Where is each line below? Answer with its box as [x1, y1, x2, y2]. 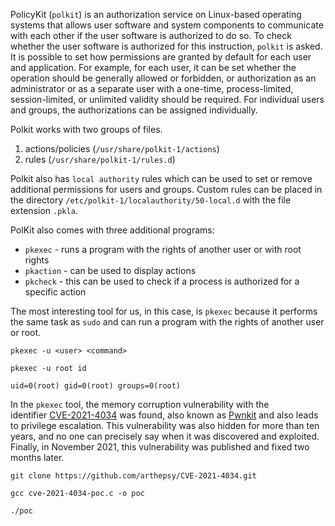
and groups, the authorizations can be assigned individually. [10, 104, 258, 116]
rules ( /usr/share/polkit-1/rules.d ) [24, 154, 176, 165]
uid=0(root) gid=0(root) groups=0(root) [10, 381, 182, 391]
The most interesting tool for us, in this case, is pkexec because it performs [10, 305, 318, 317]
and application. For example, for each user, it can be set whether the [10, 62, 297, 73]
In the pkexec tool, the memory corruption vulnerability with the [10, 399, 270, 410]
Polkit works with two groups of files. [10, 124, 163, 135]
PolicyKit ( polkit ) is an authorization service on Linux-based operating [10, 9, 302, 20]
